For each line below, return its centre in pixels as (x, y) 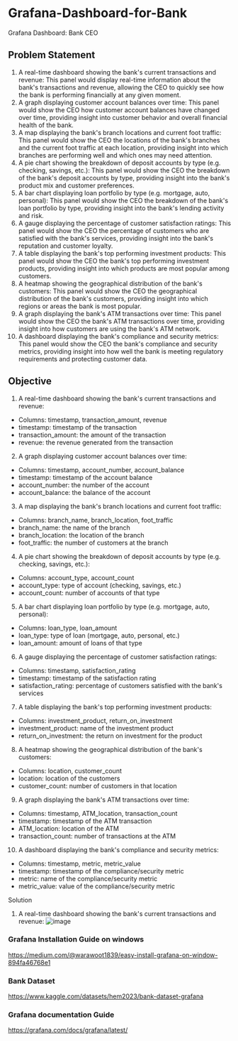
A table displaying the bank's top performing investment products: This (122, 253)
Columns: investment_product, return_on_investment (95, 720)
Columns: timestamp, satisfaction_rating (77, 670)
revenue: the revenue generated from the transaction (96, 442)
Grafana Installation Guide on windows (76, 939)
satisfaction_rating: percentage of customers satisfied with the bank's (120, 685)
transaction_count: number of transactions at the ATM (97, 836)
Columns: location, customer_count (70, 770)
